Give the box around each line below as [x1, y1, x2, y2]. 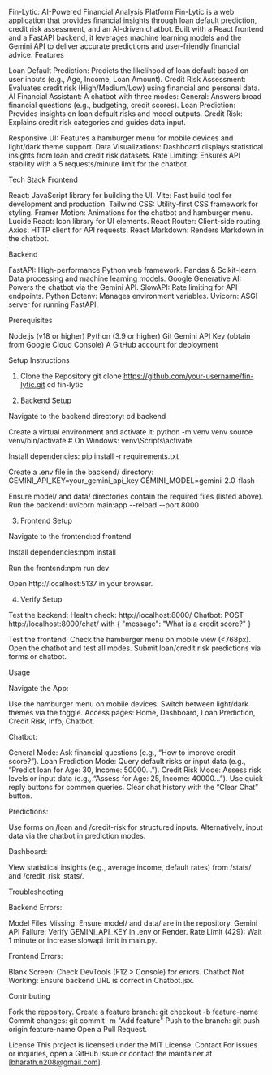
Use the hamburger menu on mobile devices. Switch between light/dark [8, 699, 249, 709]
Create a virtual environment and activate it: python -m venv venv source [8, 427, 253, 437]
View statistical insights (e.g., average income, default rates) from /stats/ [8, 862, 252, 872]
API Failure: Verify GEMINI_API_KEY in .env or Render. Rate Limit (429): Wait [8, 927, 262, 936]
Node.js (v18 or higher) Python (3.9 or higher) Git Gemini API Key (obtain [8, 331, 251, 340]
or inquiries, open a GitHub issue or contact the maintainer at [8, 1049, 213, 1058]
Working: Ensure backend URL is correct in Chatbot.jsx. [8, 976, 195, 985]
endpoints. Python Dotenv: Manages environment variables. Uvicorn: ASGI [8, 291, 258, 300]
